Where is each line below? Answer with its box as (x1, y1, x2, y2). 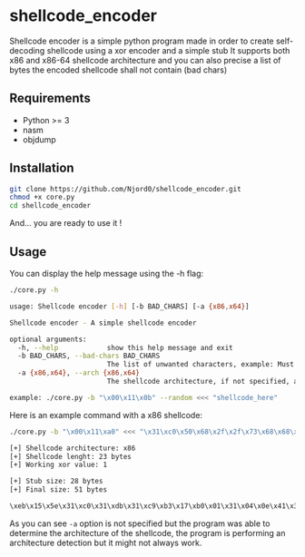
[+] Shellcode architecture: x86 (9, 444, 136, 453)
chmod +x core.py (9, 192, 75, 202)
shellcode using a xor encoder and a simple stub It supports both (46, 44, 290, 55)
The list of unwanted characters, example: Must (106, 360, 295, 369)
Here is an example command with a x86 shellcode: (9, 409, 202, 420)
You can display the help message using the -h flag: (9, 269, 204, 278)
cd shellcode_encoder (9, 201, 92, 210)
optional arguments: (9, 335, 88, 344)
